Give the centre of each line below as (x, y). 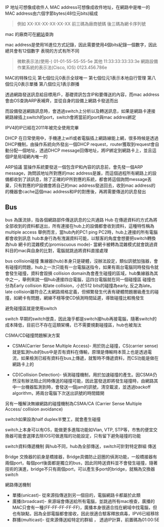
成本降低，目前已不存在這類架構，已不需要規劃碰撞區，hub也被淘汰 (73, 325)
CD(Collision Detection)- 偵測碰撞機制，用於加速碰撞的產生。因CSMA (82, 375)
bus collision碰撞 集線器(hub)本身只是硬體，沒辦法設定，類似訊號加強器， (80, 261)
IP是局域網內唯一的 (28, 157)
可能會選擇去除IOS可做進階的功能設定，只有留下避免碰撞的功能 (77, 436)
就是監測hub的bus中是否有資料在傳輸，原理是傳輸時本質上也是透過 (80, 352)
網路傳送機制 (18, 484)
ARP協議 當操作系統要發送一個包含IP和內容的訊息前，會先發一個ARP (74, 167)
